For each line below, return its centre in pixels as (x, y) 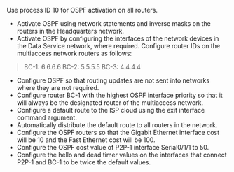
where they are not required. (58, 88)
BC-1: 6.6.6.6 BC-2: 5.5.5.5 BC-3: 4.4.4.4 (82, 67)
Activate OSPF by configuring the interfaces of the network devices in (118, 38)
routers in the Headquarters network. (70, 31)
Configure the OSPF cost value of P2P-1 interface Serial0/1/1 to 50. (113, 147)
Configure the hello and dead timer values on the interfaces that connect (122, 155)
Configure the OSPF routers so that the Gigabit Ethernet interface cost (118, 132)
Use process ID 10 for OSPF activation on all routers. (82, 10)
